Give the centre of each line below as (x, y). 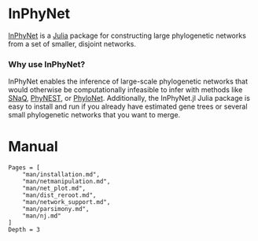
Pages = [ (24, 168)
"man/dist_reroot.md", (59, 195)
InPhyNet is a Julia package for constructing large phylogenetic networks (127, 35)
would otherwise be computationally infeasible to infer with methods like (125, 90)
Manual (33, 147)
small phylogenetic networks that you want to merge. (94, 115)
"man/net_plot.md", (54, 189)
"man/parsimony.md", (56, 209)
